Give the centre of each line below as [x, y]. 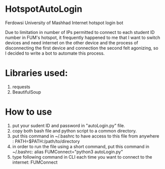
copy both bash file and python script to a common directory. [74, 131]
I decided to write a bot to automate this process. [55, 53]
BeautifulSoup [27, 92]
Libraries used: [36, 73]
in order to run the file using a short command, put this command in [81, 146]
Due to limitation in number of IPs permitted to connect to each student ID [80, 32]
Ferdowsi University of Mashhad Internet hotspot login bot [64, 23]
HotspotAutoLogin [44, 9]
